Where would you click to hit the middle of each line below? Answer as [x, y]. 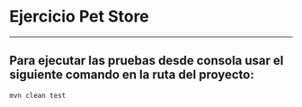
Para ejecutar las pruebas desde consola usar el [147, 61]
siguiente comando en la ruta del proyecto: [132, 75]
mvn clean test [38, 95]
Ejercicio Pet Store [80, 17]
